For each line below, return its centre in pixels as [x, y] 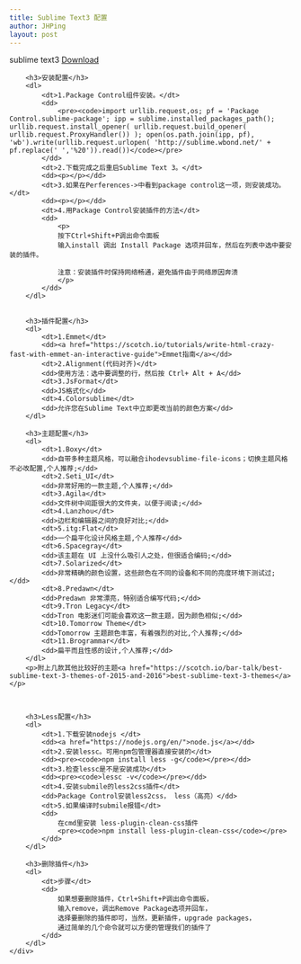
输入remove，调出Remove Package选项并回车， [134, 909]
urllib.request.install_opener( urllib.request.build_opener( [128, 127]
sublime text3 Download [54, 60]
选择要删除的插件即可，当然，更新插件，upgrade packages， [156, 918]
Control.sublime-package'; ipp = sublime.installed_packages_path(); [142, 119]
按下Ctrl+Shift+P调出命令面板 [108, 236]
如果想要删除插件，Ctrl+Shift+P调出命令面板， [135, 899]
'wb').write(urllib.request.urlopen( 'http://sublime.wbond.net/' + [140, 143]
